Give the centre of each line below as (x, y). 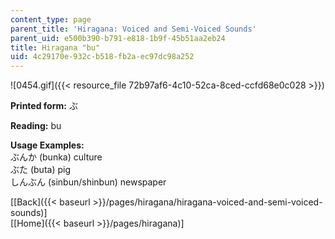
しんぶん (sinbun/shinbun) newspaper (88, 182)
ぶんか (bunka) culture (56, 157)
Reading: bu (36, 126)
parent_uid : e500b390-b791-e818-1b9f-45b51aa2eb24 (118, 38)
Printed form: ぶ (44, 106)
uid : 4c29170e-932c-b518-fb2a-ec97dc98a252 (102, 57)
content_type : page (51, 19)
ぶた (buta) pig (40, 170)
